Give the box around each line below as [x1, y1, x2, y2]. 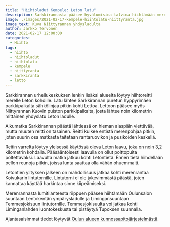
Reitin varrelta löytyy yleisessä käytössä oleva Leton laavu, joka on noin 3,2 [5, 144, 162, 150]
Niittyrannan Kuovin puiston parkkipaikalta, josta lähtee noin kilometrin [5, 108, 152, 114]
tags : [5, 45, 17, 50]
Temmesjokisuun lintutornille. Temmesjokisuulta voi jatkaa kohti [5, 201, 138, 207]
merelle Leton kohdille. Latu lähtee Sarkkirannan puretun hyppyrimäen [5, 97, 152, 103]
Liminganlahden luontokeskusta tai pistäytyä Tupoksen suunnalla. [5, 206, 143, 212]
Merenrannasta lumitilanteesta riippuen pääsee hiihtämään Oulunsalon [5, 190, 152, 196]
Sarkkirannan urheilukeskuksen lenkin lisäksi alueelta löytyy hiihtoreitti [5, 92, 152, 98]
